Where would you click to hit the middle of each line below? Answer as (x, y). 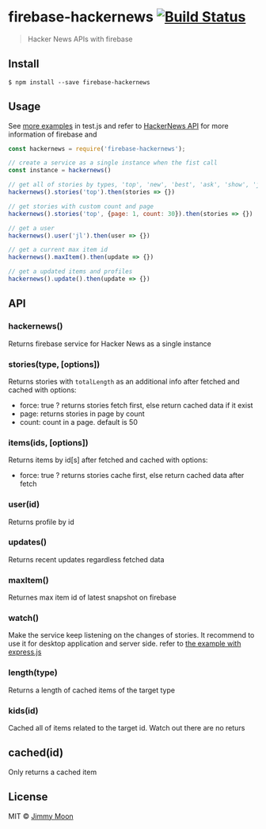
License (28, 797)
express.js (25, 652)
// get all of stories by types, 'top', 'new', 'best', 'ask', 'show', (129, 185)
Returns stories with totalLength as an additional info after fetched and (124, 381)
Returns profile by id (42, 522)
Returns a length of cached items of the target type (92, 690)
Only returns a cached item (53, 772)
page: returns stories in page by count (82, 414)
